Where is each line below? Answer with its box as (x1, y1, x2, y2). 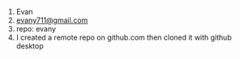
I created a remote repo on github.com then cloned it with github (15, 32, 233, 42)
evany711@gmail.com (15, 15, 88, 25)
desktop (15, 41, 45, 51)
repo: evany (15, 24, 57, 33)
